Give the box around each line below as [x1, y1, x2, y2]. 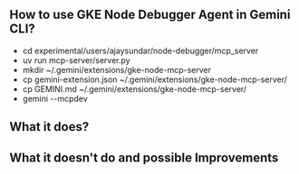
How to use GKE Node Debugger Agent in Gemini [9, 7, 291, 23]
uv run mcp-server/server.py [22, 54, 130, 66]
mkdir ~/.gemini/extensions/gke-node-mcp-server [22, 64, 211, 75]
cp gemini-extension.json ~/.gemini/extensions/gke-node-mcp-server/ [22, 74, 288, 85]
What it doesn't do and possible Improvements [9, 150, 279, 165]
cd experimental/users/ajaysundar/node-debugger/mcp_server [22, 45, 259, 56]
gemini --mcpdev [22, 93, 88, 104]
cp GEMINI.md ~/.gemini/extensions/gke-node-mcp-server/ [22, 83, 247, 94]
